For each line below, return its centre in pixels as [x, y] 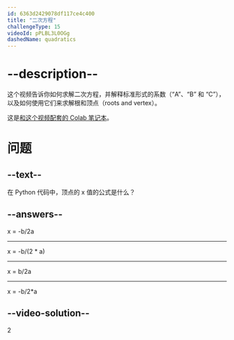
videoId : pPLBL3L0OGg [39, 33]
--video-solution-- [48, 313]
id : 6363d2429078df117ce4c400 [51, 14]
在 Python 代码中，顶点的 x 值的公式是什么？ [71, 192]
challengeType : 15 [34, 26]
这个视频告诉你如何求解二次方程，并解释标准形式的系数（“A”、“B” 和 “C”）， [116, 94]
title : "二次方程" [32, 20]
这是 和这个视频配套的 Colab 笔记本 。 [60, 118]
